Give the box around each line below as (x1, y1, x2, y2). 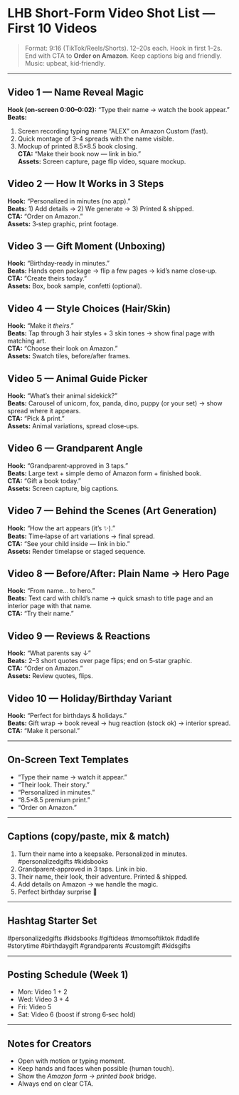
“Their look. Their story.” (17, 780, 90, 789)
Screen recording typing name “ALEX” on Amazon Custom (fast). (17, 126, 208, 135)
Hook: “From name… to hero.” (7, 587, 95, 595)
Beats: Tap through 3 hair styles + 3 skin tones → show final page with (7, 329, 216, 338)
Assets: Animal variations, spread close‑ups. (7, 422, 139, 430)
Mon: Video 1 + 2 (17, 987, 68, 996)
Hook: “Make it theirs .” (7, 321, 74, 330)
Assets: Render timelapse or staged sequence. (7, 547, 146, 555)
